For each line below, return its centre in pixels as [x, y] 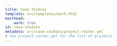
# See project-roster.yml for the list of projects [58, 36]
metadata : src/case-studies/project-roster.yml [54, 32]
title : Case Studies [26, 9]
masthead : [15, 18]
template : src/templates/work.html [41, 14]
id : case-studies [23, 27]
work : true [25, 23]
